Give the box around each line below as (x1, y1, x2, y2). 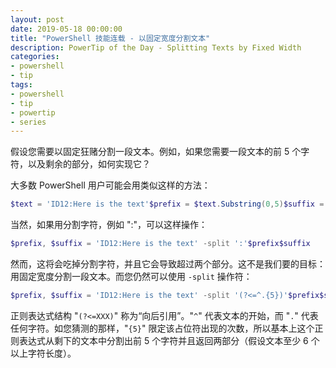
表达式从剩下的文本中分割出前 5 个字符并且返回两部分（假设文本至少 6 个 (18, 334, 320, 346)
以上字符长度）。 (10, 347, 77, 359)
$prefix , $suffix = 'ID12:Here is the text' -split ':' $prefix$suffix (10, 239, 311, 249)
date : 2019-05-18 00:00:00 (10, 24, 123, 34)
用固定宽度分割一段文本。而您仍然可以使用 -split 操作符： (10, 271, 253, 282)
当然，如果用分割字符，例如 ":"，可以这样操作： (10, 219, 208, 231)
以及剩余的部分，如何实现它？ (27, 158, 151, 170)
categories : (10, 52, 60, 62)
